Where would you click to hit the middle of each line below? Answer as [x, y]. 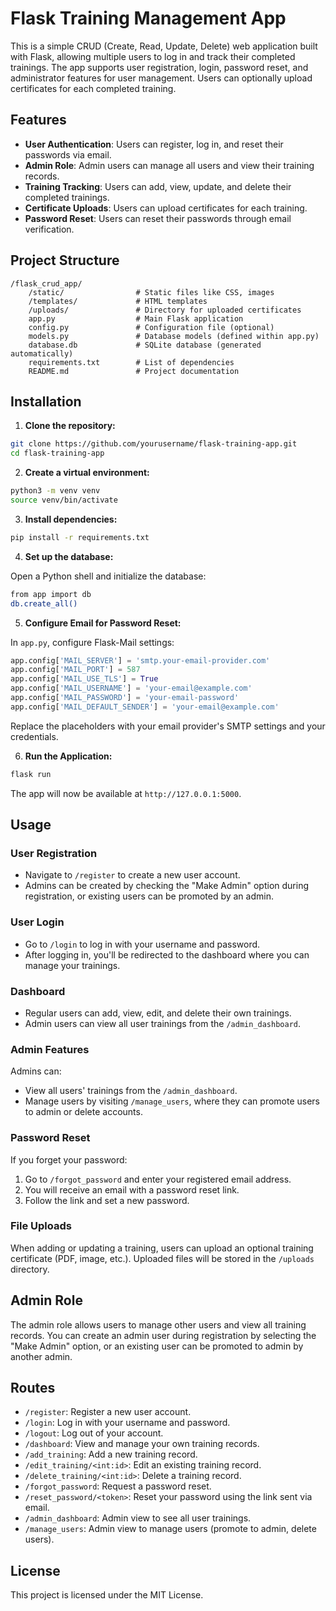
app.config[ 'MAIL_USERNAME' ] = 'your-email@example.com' [131, 688]
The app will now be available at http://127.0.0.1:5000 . [126, 793]
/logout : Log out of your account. [94, 1433]
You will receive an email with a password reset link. [132, 1189]
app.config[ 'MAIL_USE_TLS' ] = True [84, 679]
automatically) [42, 353]
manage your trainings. [72, 965]
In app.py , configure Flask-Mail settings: [92, 642]
